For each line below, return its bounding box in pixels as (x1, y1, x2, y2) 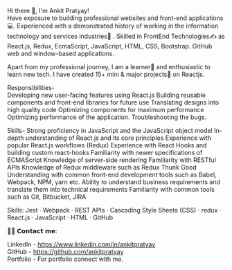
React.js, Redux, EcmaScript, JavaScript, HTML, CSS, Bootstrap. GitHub (7, 42, 213, 50)
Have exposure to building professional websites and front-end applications (7, 14, 224, 22)
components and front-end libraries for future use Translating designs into (7, 98, 220, 107)
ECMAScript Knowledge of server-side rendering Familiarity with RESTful (7, 156, 217, 164)
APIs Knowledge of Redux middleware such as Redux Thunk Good (7, 163, 197, 171)
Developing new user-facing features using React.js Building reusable (7, 91, 206, 99)
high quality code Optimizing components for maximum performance (7, 106, 204, 114)
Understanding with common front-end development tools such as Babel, (7, 170, 217, 179)
